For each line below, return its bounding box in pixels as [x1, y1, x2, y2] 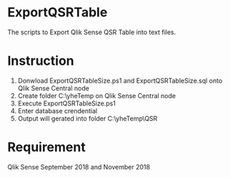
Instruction [7, 53, 74, 69]
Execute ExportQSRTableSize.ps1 [17, 99, 116, 108]
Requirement [7, 140, 86, 155]
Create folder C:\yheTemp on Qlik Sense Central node [17, 91, 176, 100]
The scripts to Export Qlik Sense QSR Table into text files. [7, 28, 176, 36]
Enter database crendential [17, 106, 98, 115]
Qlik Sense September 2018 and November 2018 [7, 162, 151, 171]
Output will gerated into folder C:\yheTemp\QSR [17, 114, 158, 122]
